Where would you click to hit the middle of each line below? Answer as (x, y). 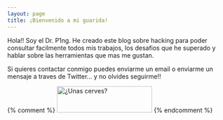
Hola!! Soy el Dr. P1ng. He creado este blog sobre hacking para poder (108, 40)
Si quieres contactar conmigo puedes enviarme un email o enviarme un (110, 69)
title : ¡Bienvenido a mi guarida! (58, 20)
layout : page (26, 14)
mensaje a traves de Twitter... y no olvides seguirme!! (84, 76)
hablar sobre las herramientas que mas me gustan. (81, 55)
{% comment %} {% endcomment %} (110, 110)
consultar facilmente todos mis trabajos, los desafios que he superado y (111, 48)
